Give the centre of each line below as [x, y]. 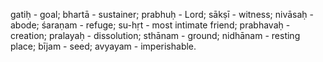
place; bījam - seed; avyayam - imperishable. [103, 46]
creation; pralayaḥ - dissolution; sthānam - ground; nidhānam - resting [155, 35]
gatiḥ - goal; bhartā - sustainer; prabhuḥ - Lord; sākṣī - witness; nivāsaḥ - [162, 14]
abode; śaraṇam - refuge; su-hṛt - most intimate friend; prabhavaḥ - [150, 25]
